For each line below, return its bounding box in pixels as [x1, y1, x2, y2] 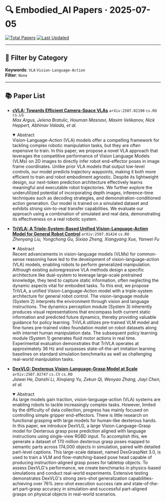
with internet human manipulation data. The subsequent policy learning [12, 330, 158, 336]
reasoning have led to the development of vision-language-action [26, 256, 160, 262]
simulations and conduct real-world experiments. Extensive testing [12, 470, 149, 476]
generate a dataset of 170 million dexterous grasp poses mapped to [12, 438, 150, 444]
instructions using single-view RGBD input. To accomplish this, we [12, 433, 147, 439]
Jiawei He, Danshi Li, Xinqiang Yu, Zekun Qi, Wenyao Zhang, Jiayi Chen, [12, 376, 161, 382]
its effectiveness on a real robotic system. [12, 216, 98, 222]
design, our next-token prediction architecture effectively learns [12, 179, 143, 185]
